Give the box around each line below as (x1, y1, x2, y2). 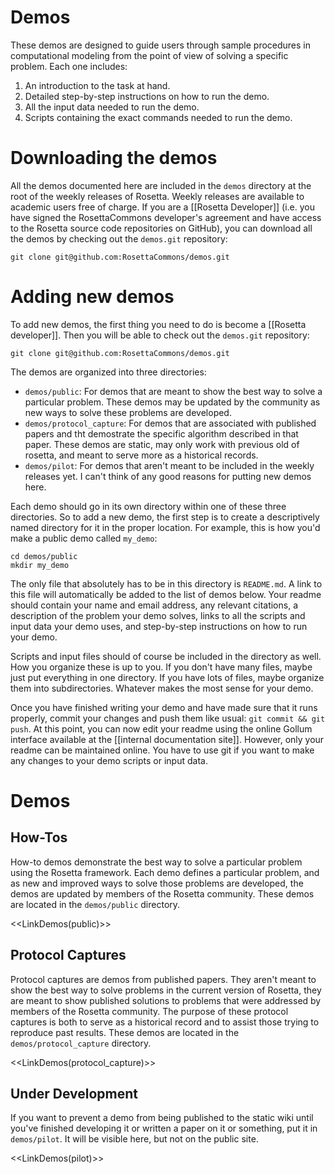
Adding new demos (10, 286, 175, 308)
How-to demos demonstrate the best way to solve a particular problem (10, 856, 303, 868)
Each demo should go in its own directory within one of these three (10, 500, 287, 512)
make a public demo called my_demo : (10, 532, 158, 544)
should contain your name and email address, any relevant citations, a (10, 599, 299, 611)
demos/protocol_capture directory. (10, 1037, 152, 1049)
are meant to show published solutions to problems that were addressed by (10, 994, 322, 1006)
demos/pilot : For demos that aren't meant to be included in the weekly (24, 459, 315, 471)
